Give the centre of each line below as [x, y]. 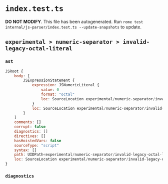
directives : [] [30, 136]
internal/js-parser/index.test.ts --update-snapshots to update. [73, 27]
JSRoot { [14, 71]
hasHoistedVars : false [38, 141]
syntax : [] [25, 150]
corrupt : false [30, 127]
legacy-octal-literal [39, 49]
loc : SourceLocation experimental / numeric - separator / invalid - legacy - [88, 159]
